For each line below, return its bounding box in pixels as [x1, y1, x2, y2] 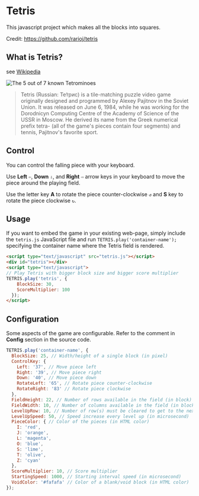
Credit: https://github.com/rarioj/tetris [6, 35, 98, 42]
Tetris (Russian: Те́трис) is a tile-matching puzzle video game [20, 90, 171, 98]
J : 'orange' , [17, 430, 49, 436]
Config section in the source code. [6, 336, 91, 343]
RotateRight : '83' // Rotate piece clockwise [17, 386, 131, 392]
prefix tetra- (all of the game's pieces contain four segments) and [20, 122, 181, 129]
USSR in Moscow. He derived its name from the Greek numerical [20, 116, 179, 123]
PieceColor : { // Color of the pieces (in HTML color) [11, 419, 150, 425]
